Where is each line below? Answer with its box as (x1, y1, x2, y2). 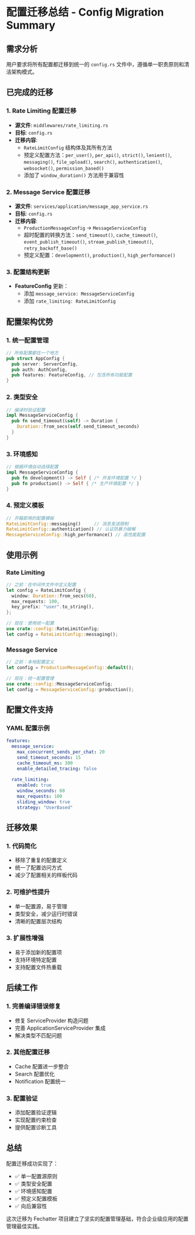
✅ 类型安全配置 (14, 1180, 52, 1187)
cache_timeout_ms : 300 (17, 760, 73, 766)
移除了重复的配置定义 (14, 856, 67, 864)
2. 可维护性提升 (6, 888, 51, 896)
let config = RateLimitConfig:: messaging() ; (6, 631, 118, 637)
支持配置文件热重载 (14, 963, 62, 970)
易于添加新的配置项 (14, 948, 62, 956)
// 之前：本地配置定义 (6, 659, 55, 665)
